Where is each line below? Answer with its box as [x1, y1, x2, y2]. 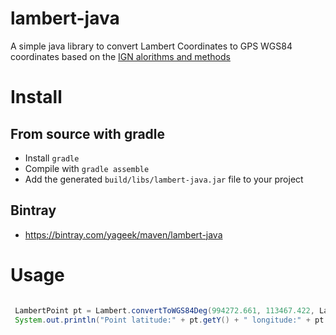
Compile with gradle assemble [24, 162, 150, 174]
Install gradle [24, 152, 80, 164]
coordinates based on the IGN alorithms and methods [10, 50, 231, 62]
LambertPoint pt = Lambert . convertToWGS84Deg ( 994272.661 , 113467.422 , [14, 305, 315, 316]
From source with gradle [10, 125, 166, 142]
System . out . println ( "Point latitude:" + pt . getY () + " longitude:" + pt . [14, 315, 329, 325]
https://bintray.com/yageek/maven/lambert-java [24, 228, 223, 241]
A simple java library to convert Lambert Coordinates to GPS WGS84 [10, 40, 293, 52]
